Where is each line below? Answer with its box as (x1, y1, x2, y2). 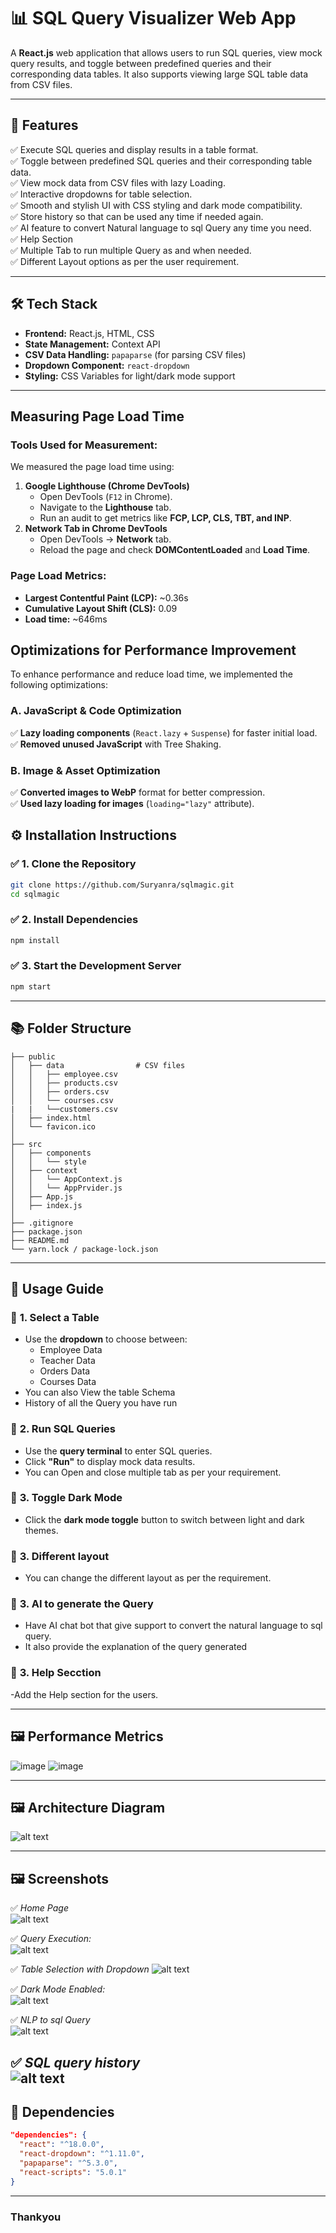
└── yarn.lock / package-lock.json (10, 1244, 159, 1254)
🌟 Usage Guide (10, 1280, 105, 1297)
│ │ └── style (10, 1156, 87, 1167)
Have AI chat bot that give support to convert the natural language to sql (24, 1620, 323, 1632)
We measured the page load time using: (10, 461, 175, 473)
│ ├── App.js (10, 1191, 74, 1202)
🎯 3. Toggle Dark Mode (10, 1491, 123, 1505)
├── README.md (10, 1235, 70, 1245)
